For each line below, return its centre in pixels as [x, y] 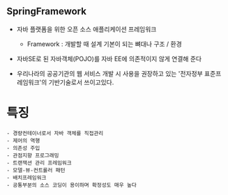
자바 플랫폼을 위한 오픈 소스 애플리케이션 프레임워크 [86, 29]
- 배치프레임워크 [26, 178]
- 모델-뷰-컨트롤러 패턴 [36, 170]
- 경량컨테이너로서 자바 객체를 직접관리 [55, 133]
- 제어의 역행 [23, 141]
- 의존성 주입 [23, 148]
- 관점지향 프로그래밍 [33, 155]
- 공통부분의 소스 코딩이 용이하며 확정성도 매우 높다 [71, 185]
